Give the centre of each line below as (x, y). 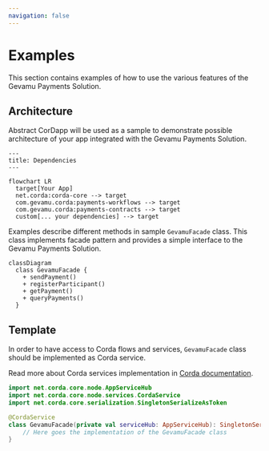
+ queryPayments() (53, 298)
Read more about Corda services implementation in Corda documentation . (131, 373)
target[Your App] (44, 189)
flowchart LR (30, 182)
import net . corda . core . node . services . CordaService (94, 396)
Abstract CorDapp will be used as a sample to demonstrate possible (120, 131)
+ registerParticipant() (64, 284)
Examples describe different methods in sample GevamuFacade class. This (128, 232)
